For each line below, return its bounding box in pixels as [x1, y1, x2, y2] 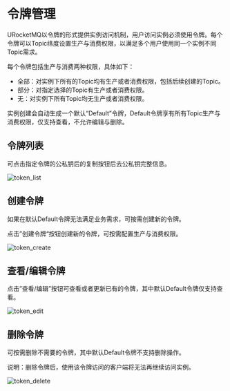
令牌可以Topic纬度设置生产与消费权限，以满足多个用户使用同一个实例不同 [7, 39, 217, 47]
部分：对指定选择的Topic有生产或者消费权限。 [17, 86, 148, 94]
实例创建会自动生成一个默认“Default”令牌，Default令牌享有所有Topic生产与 [7, 108, 221, 117]
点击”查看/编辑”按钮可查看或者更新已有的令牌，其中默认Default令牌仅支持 [7, 285, 217, 293]
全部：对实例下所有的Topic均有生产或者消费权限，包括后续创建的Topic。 [17, 77, 224, 85]
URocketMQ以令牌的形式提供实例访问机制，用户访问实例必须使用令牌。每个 [7, 30, 223, 39]
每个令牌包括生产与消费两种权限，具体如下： [7, 62, 135, 70]
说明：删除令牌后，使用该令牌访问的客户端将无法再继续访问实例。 [7, 363, 195, 372]
